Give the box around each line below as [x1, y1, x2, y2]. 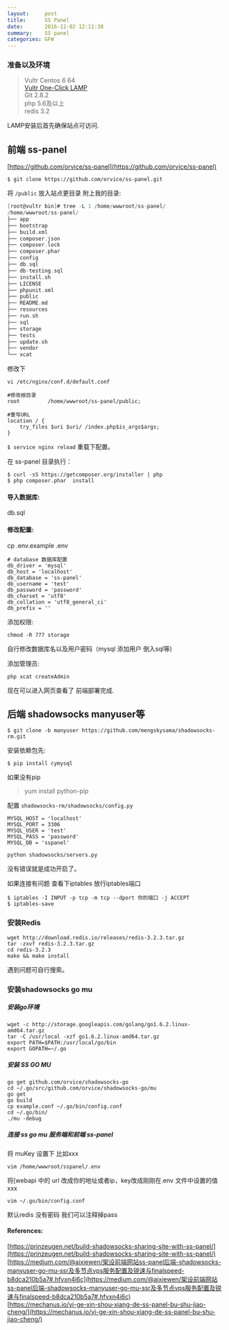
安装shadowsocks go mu [7, 984, 93, 994]
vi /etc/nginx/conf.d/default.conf [7, 379, 110, 386]
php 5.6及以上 [24, 99, 65, 108]
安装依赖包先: [7, 747, 46, 755]
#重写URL [7, 411, 31, 418]
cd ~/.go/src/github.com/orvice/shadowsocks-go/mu [7, 1084, 157, 1091]
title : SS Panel [7, 17, 70, 24]
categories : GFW [7, 36, 54, 43]
